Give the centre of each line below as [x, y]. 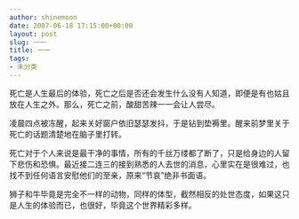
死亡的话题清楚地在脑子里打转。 [68, 134]
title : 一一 [30, 51]
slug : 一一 [28, 42]
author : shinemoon [43, 17]
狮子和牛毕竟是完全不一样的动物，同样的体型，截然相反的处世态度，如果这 [145, 194]
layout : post [33, 34]
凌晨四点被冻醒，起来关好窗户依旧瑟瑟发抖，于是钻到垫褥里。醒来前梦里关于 [149, 123]
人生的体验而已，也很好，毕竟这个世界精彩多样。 [106, 205]
